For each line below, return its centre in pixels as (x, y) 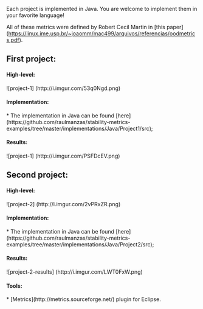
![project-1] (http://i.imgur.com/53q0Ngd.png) (64, 88)
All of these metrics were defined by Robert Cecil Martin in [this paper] (95, 27)
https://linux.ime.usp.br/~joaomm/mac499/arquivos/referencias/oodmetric (102, 33)
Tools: (14, 286)
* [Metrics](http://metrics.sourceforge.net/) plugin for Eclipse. (84, 299)
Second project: (37, 175)
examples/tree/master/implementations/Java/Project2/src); (80, 244)
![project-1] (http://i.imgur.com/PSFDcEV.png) (63, 156)
